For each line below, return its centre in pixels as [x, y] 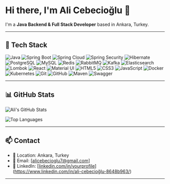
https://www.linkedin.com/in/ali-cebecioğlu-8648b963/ [72, 171]
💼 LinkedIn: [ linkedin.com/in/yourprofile [54, 166]
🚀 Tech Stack [26, 45]
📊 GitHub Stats [30, 95]
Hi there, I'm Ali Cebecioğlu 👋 [68, 10]
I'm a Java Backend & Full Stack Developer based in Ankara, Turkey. [77, 24]
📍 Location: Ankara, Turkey [41, 155]
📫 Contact [23, 141]
